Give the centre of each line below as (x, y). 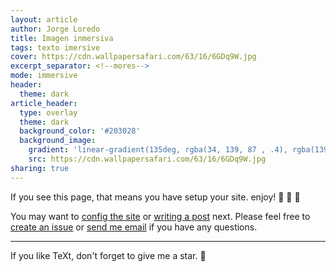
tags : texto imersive (55, 47)
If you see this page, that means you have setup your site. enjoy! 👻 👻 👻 (155, 197)
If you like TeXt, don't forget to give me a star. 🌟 (108, 255)
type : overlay (48, 112)
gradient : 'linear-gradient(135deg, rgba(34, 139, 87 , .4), (158, 150)
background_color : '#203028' (80, 131)
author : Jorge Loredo (55, 29)
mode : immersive (44, 76)
